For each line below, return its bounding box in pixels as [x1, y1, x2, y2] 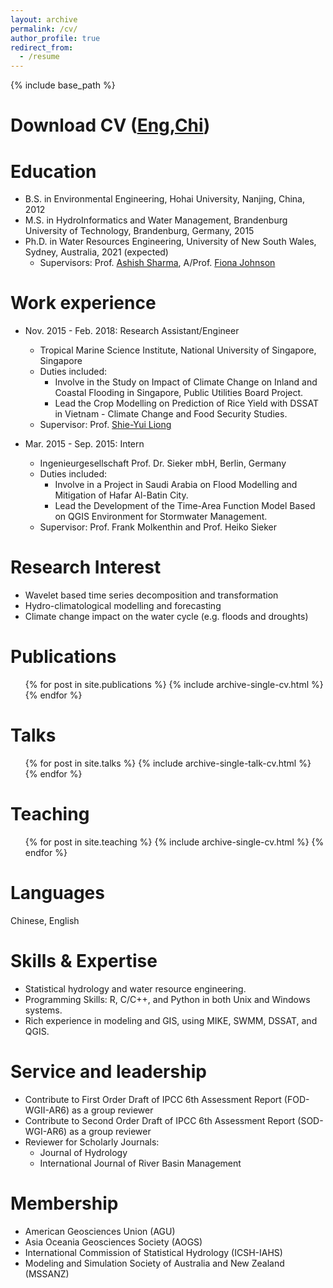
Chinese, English [10, 914, 80, 926]
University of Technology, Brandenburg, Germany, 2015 [24, 225, 255, 237]
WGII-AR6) [24, 1104, 70, 1116]
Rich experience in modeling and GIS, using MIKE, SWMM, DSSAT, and [24, 1014, 318, 1026]
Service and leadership [10, 1061, 207, 1083]
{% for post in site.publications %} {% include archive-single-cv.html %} [24, 679, 324, 691]
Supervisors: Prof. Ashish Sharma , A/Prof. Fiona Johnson [39, 257, 276, 269]
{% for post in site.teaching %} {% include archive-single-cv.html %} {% [24, 836, 325, 848]
